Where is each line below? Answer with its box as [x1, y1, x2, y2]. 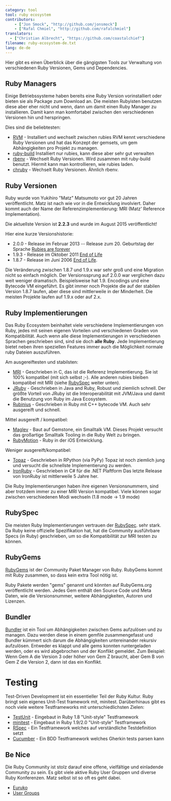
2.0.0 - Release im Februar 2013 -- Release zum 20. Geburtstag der [12, 241, 154, 247]
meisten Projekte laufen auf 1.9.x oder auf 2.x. [5, 294, 102, 300]
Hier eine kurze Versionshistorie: [5, 231, 74, 237]
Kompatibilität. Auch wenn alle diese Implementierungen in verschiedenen [5, 333, 161, 339]
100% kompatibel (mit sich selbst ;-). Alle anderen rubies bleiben [12, 375, 149, 381]
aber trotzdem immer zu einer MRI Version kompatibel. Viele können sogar [5, 489, 161, 495]
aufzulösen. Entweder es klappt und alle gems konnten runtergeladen [5, 642, 151, 649]
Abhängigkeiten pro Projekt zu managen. [12, 145, 99, 151]
